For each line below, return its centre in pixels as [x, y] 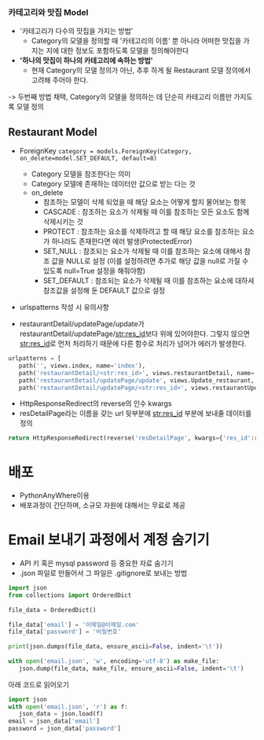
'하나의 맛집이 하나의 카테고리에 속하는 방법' [86, 61]
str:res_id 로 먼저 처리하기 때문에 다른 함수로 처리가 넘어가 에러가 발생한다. [133, 344]
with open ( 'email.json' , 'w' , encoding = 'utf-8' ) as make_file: [114, 661]
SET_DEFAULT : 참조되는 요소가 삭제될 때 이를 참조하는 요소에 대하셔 [148, 281]
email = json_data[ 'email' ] [54, 721]
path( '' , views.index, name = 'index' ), [82, 366]
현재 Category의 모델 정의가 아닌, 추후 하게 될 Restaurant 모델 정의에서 [141, 70]
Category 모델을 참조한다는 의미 [81, 174]
